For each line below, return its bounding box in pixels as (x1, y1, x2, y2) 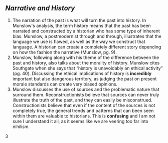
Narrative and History (5, 4, 75, 12)
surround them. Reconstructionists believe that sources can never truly (12, 91, 159, 97)
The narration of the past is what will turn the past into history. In (12, 17, 146, 23)
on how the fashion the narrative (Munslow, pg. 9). (12, 49, 117, 55)
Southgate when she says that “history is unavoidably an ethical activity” (12, 65, 163, 71)
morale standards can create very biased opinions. (12, 81, 118, 87)
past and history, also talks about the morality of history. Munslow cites (12, 59, 160, 65)
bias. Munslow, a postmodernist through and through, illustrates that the (12, 33, 161, 39)
